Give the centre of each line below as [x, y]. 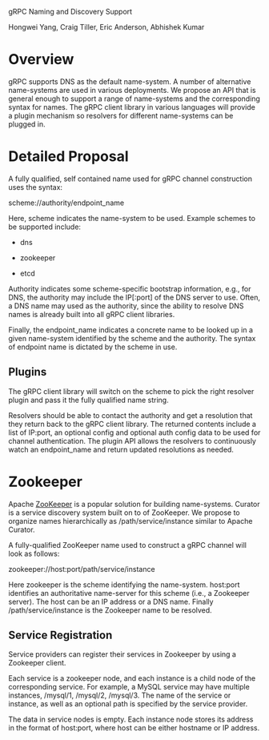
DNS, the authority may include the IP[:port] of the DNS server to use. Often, [134, 297]
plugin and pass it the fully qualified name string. [89, 400]
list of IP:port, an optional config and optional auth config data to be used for [134, 432]
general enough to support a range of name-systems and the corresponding [134, 99]
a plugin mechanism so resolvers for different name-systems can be [121, 115]
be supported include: [45, 227]
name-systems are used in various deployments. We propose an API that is [132, 90]
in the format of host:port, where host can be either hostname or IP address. [134, 728]
